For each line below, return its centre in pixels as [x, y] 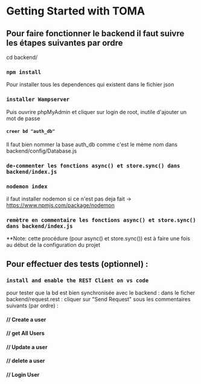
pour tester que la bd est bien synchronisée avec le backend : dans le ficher [101, 293]
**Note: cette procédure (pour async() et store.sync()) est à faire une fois [98, 238]
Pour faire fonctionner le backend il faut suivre [95, 34]
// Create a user [26, 319]
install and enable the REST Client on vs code [78, 280]
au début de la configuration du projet [53, 245]
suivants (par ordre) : [32, 306]
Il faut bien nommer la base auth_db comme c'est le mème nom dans [92, 144]
